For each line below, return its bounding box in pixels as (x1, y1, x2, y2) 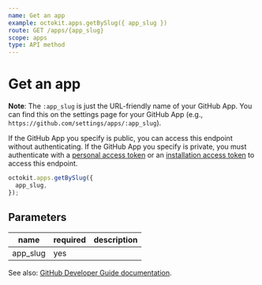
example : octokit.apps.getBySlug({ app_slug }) (8, 19, 168, 27)
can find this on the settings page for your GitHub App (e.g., (8, 110, 204, 120)
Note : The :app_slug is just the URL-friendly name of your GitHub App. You (8, 101, 253, 111)
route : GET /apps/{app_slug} (8, 26, 104, 34)
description (93, 234, 138, 245)
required (53, 234, 87, 245)
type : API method (8, 41, 65, 49)
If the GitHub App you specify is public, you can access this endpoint (8, 134, 233, 143)
